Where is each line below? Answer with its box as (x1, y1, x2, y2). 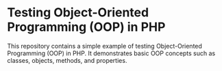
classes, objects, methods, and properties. (7, 56, 127, 64)
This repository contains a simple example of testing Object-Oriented (7, 42, 202, 50)
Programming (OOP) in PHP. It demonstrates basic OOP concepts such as (7, 49, 216, 57)
